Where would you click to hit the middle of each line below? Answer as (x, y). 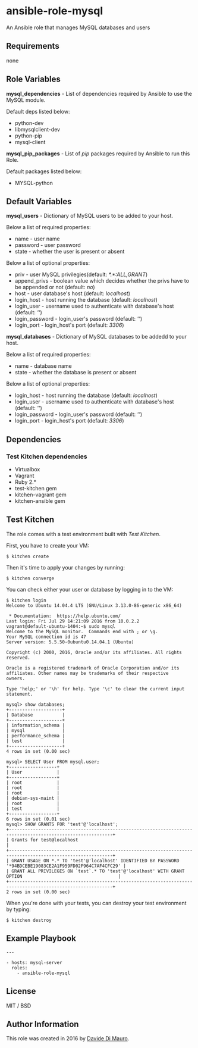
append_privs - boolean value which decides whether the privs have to (102, 281)
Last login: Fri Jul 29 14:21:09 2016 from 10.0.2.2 (73, 621)
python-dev (29, 123)
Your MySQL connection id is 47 (46, 637)
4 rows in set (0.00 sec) (38, 751)
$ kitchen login (26, 600)
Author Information (43, 1024)
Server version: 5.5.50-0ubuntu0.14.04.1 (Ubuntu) (70, 642)
